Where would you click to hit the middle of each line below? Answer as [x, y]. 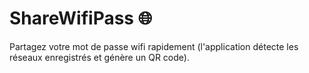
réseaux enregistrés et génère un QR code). [99, 57]
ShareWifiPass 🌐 [81, 18]
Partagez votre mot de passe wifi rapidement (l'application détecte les [154, 46]
